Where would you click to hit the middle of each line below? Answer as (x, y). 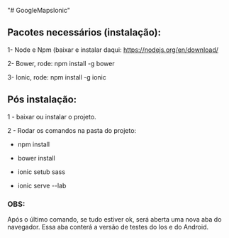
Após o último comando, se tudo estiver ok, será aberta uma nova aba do (114, 219)
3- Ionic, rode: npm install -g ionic (57, 77)
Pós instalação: (42, 100)
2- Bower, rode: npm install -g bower (61, 63)
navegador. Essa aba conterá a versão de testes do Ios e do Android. (108, 227)
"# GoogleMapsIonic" (39, 10)
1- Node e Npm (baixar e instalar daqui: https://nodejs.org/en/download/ (113, 50)
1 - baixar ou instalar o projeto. (52, 117)
